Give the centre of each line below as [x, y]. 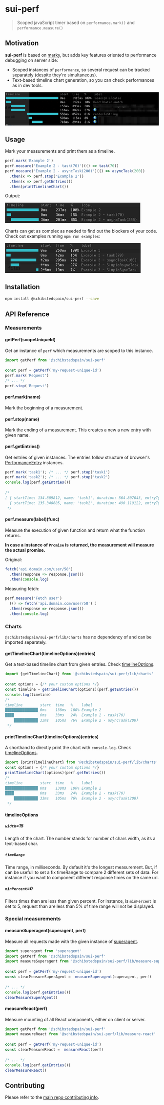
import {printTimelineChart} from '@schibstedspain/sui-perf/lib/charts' [82, 762]
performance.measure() [40, 28]
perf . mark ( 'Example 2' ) [29, 161]
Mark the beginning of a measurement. [44, 408]
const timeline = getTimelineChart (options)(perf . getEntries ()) [72, 689]
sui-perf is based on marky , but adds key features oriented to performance [81, 55]
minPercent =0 [19, 889]
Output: [13, 196]
